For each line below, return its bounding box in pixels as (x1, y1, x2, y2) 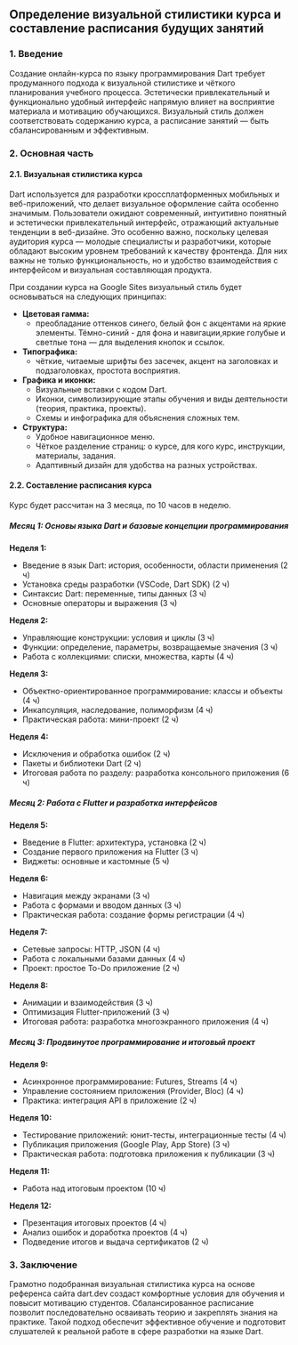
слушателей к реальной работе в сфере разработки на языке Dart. (9, 1326, 264, 1337)
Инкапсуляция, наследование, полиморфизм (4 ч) (21, 704, 213, 715)
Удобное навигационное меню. (35, 431, 156, 442)
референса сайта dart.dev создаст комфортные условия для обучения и (9, 1288, 286, 1299)
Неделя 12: (9, 1200, 52, 1211)
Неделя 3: (9, 668, 49, 679)
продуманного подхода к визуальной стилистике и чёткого (9, 77, 236, 88)
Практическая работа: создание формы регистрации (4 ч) (21, 909, 246, 920)
